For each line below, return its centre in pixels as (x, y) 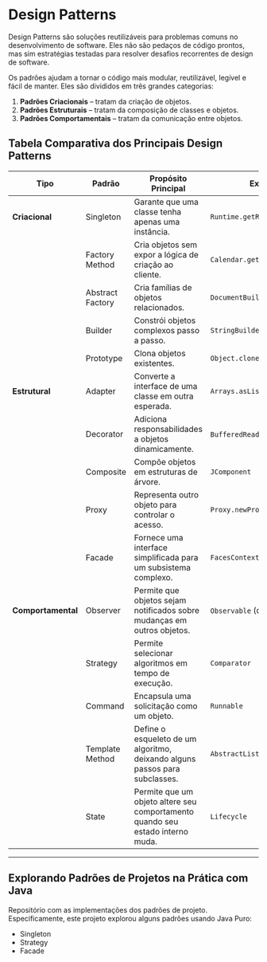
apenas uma (157, 222)
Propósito (168, 179)
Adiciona (151, 418)
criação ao (154, 265)
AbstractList (235, 754)
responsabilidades (168, 429)
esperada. (153, 406)
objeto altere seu (165, 801)
